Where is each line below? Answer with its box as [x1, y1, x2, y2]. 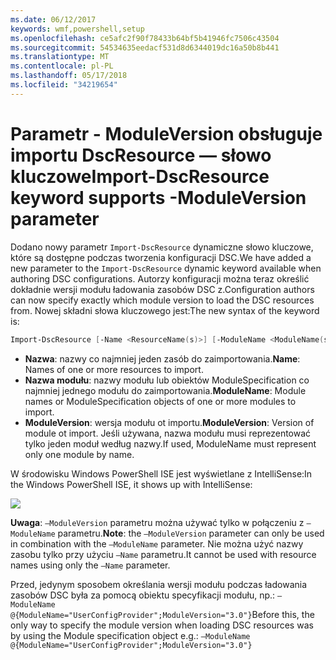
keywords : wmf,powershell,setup [10, 24, 145, 34]
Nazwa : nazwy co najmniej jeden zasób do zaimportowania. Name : [24, 352, 301, 365]
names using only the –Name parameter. [10, 559, 171, 571]
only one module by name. [24, 448, 135, 460]
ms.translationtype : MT [10, 52, 110, 62]
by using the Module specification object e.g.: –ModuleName [10, 629, 251, 641]
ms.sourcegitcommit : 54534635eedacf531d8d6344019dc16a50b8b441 [10, 42, 280, 53]
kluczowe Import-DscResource [10, 165, 270, 188]
